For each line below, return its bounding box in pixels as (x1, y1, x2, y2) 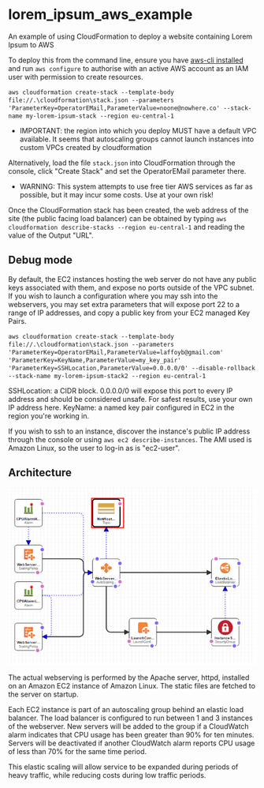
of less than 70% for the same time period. (8, 746, 147, 756)
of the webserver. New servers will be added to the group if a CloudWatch (8, 721, 250, 731)
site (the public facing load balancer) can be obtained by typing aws (8, 213, 227, 223)
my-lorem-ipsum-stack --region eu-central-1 (25, 112, 175, 120)
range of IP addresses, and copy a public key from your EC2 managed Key (8, 308, 251, 317)
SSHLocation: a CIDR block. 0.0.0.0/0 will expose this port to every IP (8, 385, 233, 396)
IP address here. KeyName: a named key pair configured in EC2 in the (8, 403, 235, 412)
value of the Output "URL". (8, 231, 94, 240)
